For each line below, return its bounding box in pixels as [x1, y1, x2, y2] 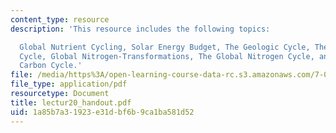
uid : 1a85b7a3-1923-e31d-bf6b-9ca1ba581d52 [10, 107, 195, 117]
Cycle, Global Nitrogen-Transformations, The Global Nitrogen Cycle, [19, 51, 315, 61]
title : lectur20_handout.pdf [10, 97, 132, 108]
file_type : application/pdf [10, 79, 128, 90]
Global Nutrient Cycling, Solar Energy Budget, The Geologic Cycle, [19, 42, 311, 52]
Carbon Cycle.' [19, 61, 83, 71]
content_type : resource [10, 14, 110, 25]
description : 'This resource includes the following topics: [10, 24, 271, 34]
